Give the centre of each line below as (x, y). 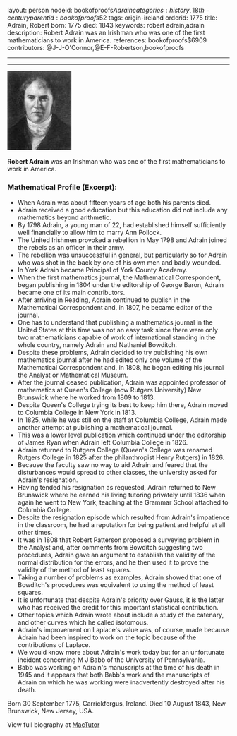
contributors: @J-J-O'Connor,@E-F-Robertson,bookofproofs (96, 48)
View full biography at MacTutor (54, 725)
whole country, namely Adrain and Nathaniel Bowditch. (97, 345)
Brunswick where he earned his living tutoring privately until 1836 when (121, 495)
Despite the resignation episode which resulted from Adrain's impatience (123, 517)
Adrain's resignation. (48, 480)
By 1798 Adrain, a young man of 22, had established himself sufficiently (122, 225)
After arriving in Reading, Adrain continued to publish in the (104, 300)
